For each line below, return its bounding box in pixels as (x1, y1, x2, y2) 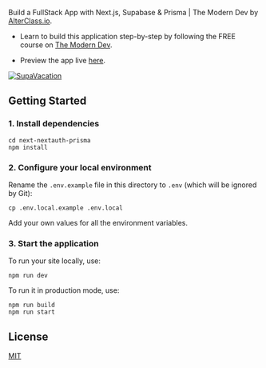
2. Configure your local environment (8, 162, 152, 173)
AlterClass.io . (8, 16, 53, 26)
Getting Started (8, 94, 87, 108)
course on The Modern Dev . (19, 40, 113, 50)
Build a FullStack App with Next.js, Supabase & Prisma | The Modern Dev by (8, 8, 259, 17)
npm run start (8, 308, 56, 316)
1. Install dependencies (8, 118, 100, 130)
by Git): (8, 188, 33, 198)
